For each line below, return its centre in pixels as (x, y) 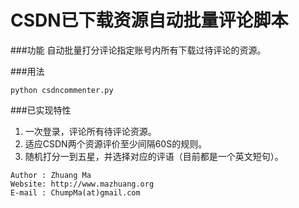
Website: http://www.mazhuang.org (82, 184)
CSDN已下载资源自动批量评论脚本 (149, 20)
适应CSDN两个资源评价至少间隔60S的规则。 (116, 143)
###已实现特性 (41, 110)
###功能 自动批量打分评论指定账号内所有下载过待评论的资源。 (138, 50)
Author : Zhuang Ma (51, 175)
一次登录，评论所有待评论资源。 (90, 131)
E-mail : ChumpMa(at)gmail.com (75, 192)
